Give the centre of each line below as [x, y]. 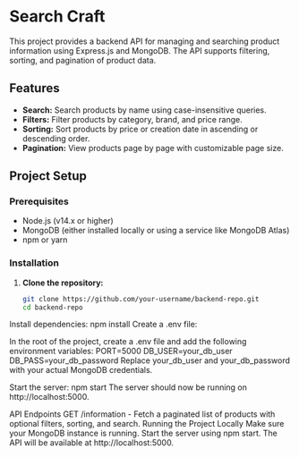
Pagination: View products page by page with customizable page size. [153, 148]
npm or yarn [45, 240]
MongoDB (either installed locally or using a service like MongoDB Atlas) [156, 231]
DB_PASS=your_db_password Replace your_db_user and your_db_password [150, 360]
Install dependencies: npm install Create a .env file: [103, 325]
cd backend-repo [52, 307]
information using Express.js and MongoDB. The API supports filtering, [140, 50]
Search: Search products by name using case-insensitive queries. [144, 110]
